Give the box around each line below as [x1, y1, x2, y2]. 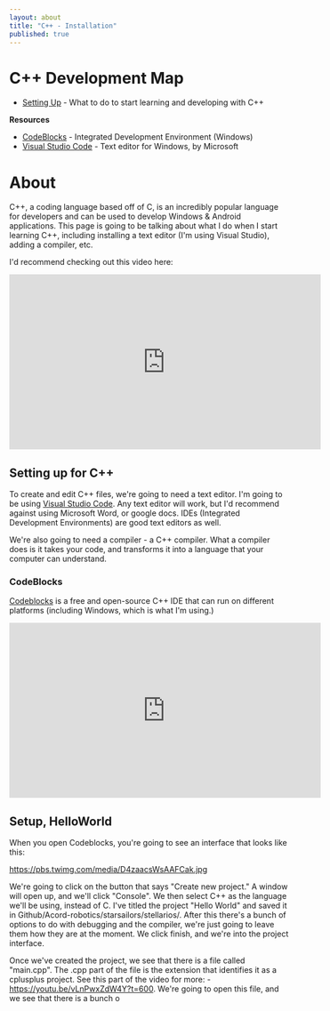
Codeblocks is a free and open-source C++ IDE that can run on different [9, 596, 274, 606]
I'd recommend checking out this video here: [9, 257, 173, 268]
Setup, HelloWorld [9, 814, 113, 829]
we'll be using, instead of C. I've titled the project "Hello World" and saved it [9, 900, 287, 911]
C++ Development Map [9, 68, 184, 88]
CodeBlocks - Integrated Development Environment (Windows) [21, 132, 254, 142]
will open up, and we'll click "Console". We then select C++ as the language [9, 891, 287, 902]
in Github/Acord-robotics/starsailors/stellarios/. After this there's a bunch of [9, 910, 286, 920]
